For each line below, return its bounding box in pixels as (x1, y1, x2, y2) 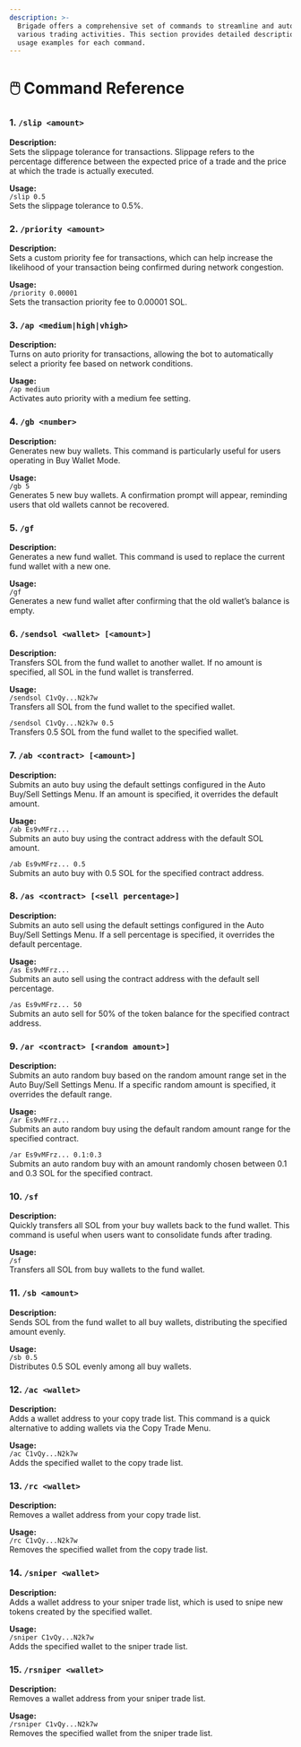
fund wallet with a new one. (9, 561, 111, 572)
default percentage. (9, 938, 82, 950)
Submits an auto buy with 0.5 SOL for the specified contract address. (9, 867, 264, 878)
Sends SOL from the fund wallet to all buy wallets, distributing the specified (9, 1316, 288, 1327)
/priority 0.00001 (9, 288, 78, 298)
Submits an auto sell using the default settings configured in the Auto (9, 919, 264, 930)
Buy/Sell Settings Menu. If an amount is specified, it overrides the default (9, 788, 279, 799)
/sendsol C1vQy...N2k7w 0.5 (9, 719, 115, 728)
